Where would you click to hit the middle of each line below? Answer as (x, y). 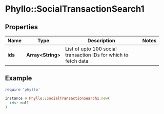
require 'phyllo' (23, 89)
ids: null (19, 103)
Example (19, 78)
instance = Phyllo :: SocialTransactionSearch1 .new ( (58, 98)
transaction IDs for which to (97, 55)
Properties (21, 27)
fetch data (77, 61)
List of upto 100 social (91, 49)
